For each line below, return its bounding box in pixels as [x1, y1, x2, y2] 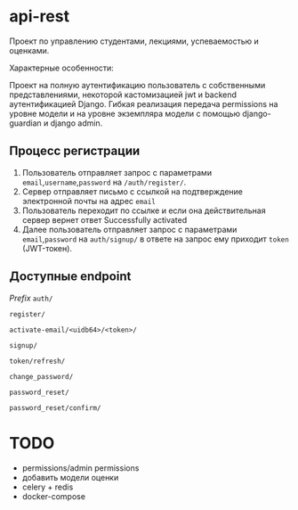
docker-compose [21, 490, 86, 501]
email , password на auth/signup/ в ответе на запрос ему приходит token [21, 234, 289, 244]
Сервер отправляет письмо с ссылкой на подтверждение [21, 185, 243, 197]
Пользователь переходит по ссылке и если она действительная [21, 205, 266, 216]
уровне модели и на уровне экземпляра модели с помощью [9, 108, 241, 119]
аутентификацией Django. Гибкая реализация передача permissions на [9, 98, 278, 109]
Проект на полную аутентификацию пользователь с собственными [9, 79, 266, 90]
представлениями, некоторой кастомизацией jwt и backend [9, 89, 238, 100]
